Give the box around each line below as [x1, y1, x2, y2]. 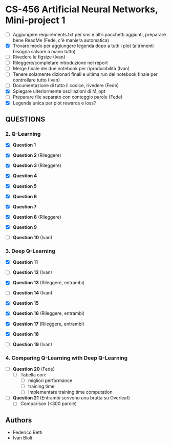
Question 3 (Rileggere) [12, 162, 61, 168]
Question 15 [12, 300, 39, 306]
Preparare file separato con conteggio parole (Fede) [12, 94, 123, 100]
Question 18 [12, 331, 39, 337]
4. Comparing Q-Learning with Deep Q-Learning [5, 354, 128, 362]
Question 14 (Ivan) [12, 290, 53, 296]
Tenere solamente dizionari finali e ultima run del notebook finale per [12, 71, 158, 77]
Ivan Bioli [12, 435, 32, 441]
